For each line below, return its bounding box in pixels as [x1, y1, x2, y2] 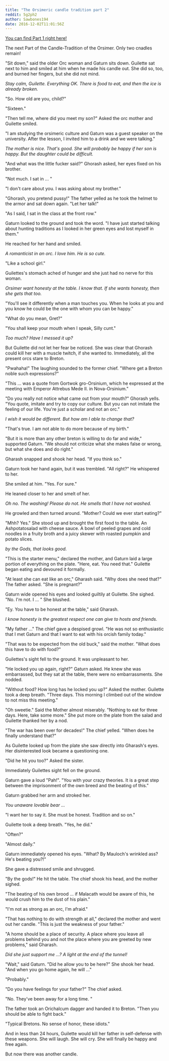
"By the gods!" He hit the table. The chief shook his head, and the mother [5, 876, 158, 882]
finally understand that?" [5, 733, 57, 739]
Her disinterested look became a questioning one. [5, 748, 109, 754]
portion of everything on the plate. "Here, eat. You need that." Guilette [5, 561, 150, 567]
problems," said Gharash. [5, 941, 58, 948]
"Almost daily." [5, 841, 35, 847]
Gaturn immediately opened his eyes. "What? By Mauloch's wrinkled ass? [5, 851, 158, 857]
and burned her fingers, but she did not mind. [5, 71, 100, 77]
